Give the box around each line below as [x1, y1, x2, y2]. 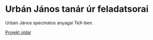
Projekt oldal [5, 29, 31, 35]
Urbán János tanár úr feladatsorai [5, 3, 149, 15]
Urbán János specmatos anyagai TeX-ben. [5, 20, 94, 26]
